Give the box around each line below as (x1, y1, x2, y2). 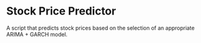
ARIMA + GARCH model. (6, 30, 68, 38)
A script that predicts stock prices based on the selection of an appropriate (6, 24, 195, 31)
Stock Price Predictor (6, 4, 116, 18)
